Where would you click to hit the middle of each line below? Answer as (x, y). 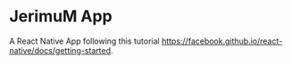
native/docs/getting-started (60, 50)
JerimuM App (61, 16)
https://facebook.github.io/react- (222, 41)
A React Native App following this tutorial (84, 41)
